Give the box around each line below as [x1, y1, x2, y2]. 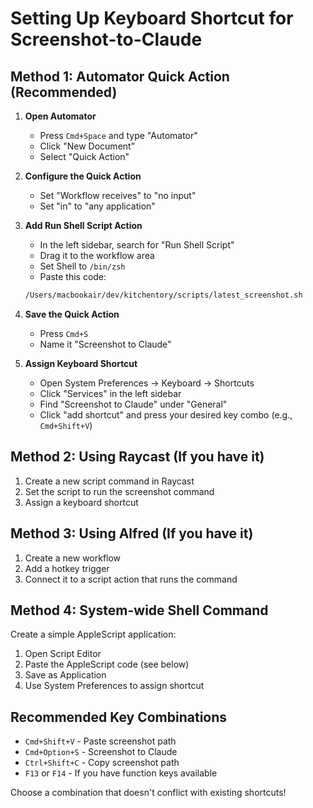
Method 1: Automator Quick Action [10, 68, 230, 85]
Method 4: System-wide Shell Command [10, 602, 269, 619]
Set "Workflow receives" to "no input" [39, 190, 197, 201]
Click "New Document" [39, 140, 136, 152]
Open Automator [24, 110, 97, 122]
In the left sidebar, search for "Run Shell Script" [39, 239, 235, 251]
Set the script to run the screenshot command [24, 485, 215, 497]
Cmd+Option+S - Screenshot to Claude [24, 746, 178, 758]
